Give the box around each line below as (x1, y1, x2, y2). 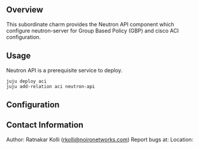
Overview (6, 5, 44, 15)
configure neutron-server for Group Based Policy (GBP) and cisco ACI (6, 27, 179, 34)
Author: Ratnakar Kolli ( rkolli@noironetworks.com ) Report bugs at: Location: (6, 136, 194, 143)
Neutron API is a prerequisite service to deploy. (6, 66, 123, 74)
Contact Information (6, 120, 84, 130)
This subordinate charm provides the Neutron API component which (6, 20, 174, 28)
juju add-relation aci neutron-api (6, 83, 95, 89)
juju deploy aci (6, 78, 47, 84)
